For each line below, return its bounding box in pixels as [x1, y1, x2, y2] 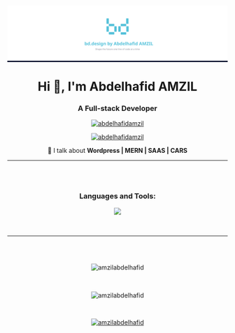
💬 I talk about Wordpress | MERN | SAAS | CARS [48, 147, 187, 155]
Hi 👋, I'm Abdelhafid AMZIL [37, 79, 198, 95]
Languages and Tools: [79, 191, 156, 201]
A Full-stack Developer [78, 103, 157, 113]
